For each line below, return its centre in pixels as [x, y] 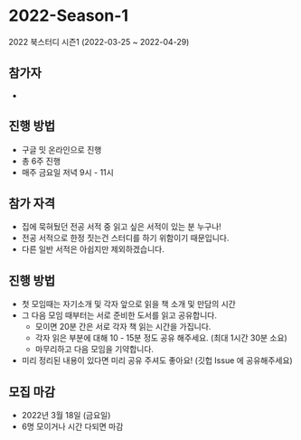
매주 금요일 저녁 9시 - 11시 [67, 172]
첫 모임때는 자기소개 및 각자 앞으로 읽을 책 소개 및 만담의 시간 [128, 304]
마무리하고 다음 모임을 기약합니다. [94, 350]
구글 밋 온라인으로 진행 [61, 149]
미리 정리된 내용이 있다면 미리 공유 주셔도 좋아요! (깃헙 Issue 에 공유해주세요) [157, 360]
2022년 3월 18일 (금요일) [66, 415]
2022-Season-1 [68, 16]
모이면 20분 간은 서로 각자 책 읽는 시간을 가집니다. [123, 327]
